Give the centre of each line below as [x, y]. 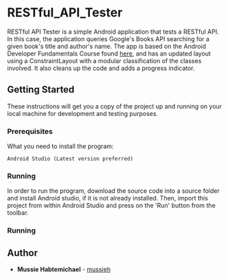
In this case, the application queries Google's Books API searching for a [108, 38]
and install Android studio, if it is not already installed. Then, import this [107, 198]
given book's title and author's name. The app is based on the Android [107, 46]
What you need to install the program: [60, 146]
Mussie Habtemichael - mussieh [64, 270]
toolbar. [18, 213]
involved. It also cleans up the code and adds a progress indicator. [101, 68]
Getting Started [41, 90]
